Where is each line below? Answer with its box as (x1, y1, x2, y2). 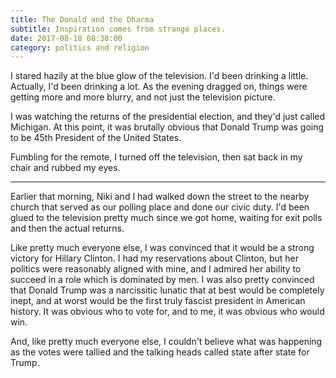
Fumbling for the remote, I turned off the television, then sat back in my (10, 151, 303, 163)
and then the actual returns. (10, 222, 125, 235)
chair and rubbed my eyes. (10, 162, 121, 174)
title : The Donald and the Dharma (10, 14, 155, 25)
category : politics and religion (10, 42, 150, 53)
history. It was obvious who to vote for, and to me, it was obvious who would (10, 306, 325, 318)
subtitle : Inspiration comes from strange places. (10, 24, 226, 34)
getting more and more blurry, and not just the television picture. (10, 91, 276, 103)
